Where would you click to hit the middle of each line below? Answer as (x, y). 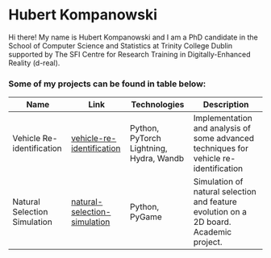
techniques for (221, 148)
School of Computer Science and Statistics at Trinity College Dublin (121, 45)
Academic (213, 232)
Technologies (158, 105)
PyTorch (145, 139)
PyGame (146, 217)
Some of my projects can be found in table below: (107, 84)
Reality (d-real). (34, 63)
